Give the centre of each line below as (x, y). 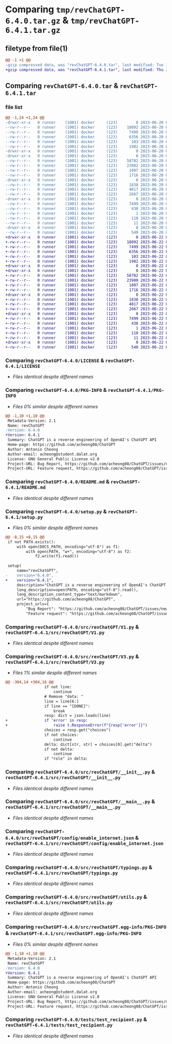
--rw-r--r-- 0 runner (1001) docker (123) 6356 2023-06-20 (84, 137)
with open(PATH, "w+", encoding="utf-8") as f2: (79, 551)
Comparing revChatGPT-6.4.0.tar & (62, 86)
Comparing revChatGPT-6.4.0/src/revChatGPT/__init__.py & (80, 772)
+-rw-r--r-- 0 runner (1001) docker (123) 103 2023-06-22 (84, 256)
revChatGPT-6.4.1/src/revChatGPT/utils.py (59, 903)
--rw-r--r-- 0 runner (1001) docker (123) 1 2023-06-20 (84, 213)
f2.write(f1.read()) (57, 556)
